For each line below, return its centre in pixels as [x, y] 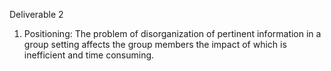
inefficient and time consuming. [89, 55]
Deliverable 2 [36, 14]
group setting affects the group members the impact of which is [155, 44]
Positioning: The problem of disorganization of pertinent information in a [172, 33]
